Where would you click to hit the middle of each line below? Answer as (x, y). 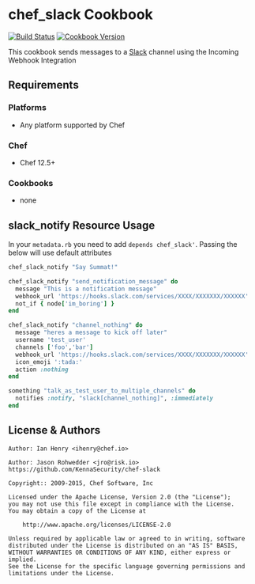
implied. (22, 559)
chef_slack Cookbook (81, 15)
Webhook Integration (42, 60)
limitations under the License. (61, 573)
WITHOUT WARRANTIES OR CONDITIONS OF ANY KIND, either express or (120, 552)
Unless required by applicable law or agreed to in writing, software (127, 538)
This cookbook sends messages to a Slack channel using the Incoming (124, 51)
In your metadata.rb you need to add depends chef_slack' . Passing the (123, 245)
